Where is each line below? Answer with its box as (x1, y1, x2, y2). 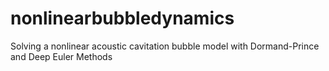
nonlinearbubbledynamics (10, 7, 235, 30)
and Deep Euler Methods (10, 50, 113, 62)
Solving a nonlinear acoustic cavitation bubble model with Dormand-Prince (10, 40, 320, 52)
